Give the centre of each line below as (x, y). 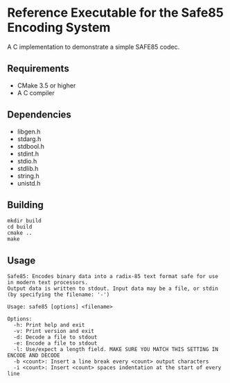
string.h (28, 176)
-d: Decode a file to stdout (55, 337)
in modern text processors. (48, 283)
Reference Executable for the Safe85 (115, 13)
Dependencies (39, 115)
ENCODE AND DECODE (34, 356)
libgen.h (29, 131)
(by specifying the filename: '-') (59, 295)
